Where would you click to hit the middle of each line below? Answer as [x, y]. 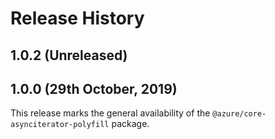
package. [130, 124]
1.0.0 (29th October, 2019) [94, 88]
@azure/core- [239, 114]
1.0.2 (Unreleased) [69, 55]
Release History [77, 18]
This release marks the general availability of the [110, 113]
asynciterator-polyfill [60, 125]
